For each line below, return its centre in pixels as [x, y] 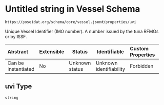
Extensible [51, 51]
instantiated [21, 69]
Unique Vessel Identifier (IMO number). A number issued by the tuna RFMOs [82, 31]
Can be [16, 63]
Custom [139, 48]
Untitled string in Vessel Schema [72, 9]
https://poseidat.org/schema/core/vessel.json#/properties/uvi [71, 22]
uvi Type [19, 86]
